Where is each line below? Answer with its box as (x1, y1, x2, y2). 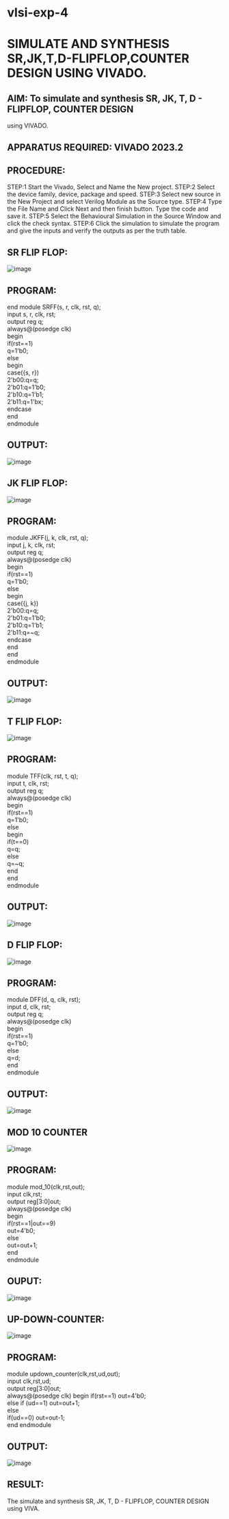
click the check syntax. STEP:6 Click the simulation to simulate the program (7, 220, 220, 228)
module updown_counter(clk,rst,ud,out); (7, 1370, 121, 1378)
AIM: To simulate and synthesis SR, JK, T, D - (7, 93, 203, 104)
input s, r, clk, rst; (7, 310, 56, 318)
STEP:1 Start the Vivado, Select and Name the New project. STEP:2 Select (7, 183, 215, 191)
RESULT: (7, 1479, 44, 1490)
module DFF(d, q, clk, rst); (7, 996, 81, 1004)
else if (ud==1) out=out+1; (7, 1399, 80, 1407)
